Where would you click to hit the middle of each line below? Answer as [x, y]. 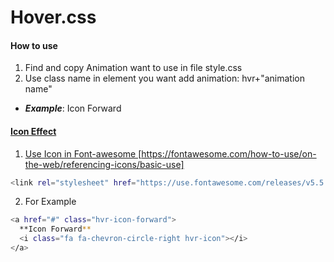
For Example [50, 202]
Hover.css [53, 17]
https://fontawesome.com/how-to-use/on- [229, 153]
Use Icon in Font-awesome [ [83, 153]
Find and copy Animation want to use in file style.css [133, 68]
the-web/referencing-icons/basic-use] [104, 164]
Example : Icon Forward [73, 108]
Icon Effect [33, 131]
